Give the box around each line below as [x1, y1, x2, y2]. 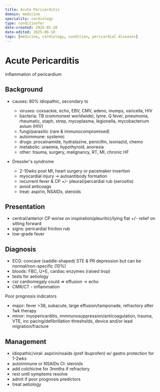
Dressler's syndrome [12, 159, 54, 164]
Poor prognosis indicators [5, 293, 57, 299]
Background [5, 86, 43, 94]
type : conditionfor [5, 20, 45, 26]
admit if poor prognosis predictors [12, 376, 81, 382]
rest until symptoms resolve [12, 371, 68, 377]
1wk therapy [12, 308, 36, 314]
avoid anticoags [19, 183, 52, 189]
